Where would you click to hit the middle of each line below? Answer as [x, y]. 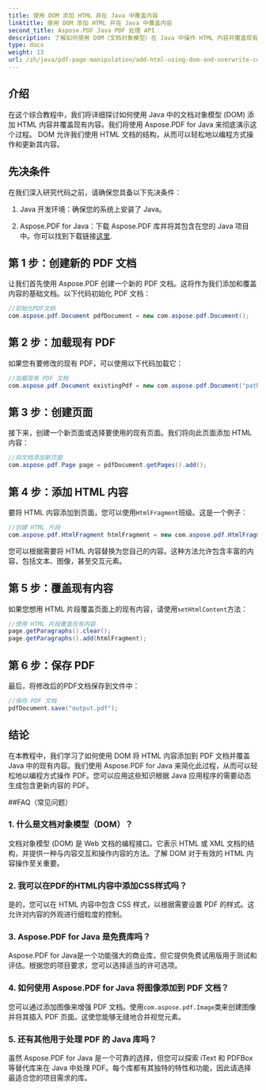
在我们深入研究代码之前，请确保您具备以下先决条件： [95, 192]
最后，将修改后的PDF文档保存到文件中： [74, 686]
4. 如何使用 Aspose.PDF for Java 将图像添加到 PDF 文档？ [119, 988]
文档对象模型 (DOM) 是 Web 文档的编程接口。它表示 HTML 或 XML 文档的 [128, 843]
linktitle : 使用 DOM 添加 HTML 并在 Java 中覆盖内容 [90, 23]
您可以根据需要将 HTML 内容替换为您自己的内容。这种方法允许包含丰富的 [127, 551]
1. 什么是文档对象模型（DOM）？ [70, 824]
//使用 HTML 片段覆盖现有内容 [52, 624]
